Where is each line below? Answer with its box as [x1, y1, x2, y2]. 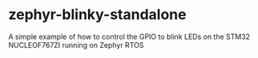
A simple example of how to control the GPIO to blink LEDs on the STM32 [8, 32, 251, 41]
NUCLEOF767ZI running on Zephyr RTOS [8, 40, 144, 49]
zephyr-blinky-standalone [8, 6, 187, 24]
